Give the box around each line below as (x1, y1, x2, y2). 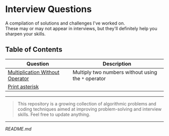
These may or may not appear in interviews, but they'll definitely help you (5, 25, 157, 31)
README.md (5, 125, 32, 131)
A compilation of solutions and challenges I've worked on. (5, 20, 125, 26)
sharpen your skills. (5, 31, 46, 37)
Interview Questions (5, 4, 92, 15)
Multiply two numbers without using (72, 69, 157, 76)
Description (102, 60, 132, 67)
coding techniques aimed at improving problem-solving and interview (17, 106, 162, 112)
